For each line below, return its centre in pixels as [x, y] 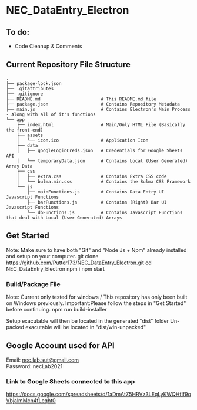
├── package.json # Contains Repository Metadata [93, 104]
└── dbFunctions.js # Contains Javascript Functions [105, 212]
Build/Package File [33, 284]
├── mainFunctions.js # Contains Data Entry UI [96, 192]
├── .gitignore [25, 94]
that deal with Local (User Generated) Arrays [64, 218]
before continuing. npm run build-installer [56, 309]
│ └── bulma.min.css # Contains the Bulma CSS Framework [104, 181]
